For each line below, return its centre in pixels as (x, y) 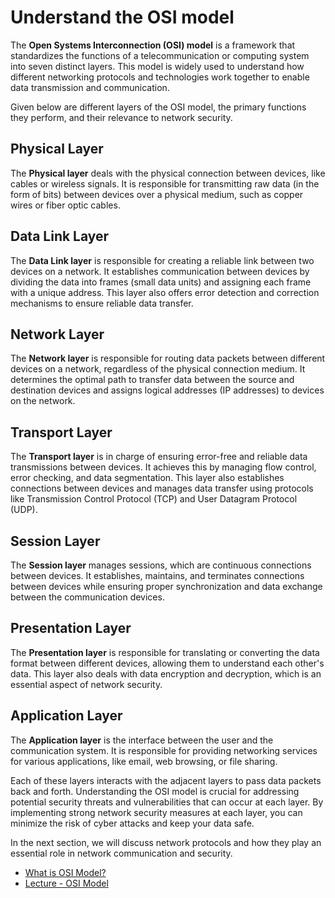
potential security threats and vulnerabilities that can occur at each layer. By (167, 802)
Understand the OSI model (122, 17)
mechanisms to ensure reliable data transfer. (102, 303)
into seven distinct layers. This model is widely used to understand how (157, 66)
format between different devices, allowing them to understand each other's (167, 663)
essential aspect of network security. (86, 684)
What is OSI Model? (65, 872)
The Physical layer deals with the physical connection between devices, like (168, 173)
